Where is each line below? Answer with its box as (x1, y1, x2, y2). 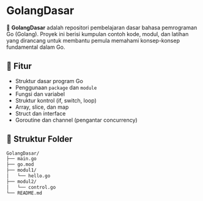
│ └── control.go (6, 184, 56, 190)
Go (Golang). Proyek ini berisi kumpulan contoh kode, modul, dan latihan (6, 30, 189, 37)
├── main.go (6, 156, 37, 162)
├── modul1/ (6, 167, 37, 174)
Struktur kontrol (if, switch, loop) (15, 97, 97, 104)
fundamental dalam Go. (6, 43, 65, 51)
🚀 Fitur (6, 61, 32, 71)
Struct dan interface (15, 109, 66, 117)
